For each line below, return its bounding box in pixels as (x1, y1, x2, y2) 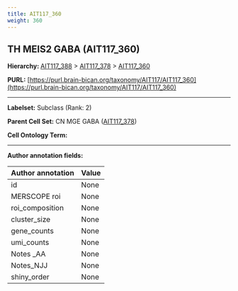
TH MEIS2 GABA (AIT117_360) (7, 43, 140, 55)
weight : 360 (7, 17, 42, 24)
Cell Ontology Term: (7, 131, 68, 139)
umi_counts (11, 238, 50, 248)
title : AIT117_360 (7, 10, 62, 18)
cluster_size (11, 215, 51, 224)
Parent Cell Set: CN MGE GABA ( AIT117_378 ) (7, 118, 137, 126)
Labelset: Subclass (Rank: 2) (7, 103, 92, 112)
